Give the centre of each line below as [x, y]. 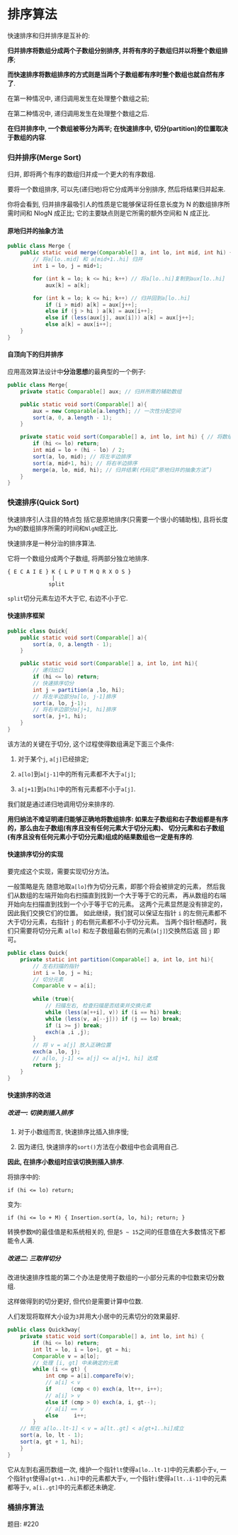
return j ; [47, 1065]
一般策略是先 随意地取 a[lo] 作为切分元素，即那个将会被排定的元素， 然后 [113, 887]
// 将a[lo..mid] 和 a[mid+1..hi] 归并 [88, 259]
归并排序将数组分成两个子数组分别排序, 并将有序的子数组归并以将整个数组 [114, 50]
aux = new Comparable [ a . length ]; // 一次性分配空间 [107, 411]
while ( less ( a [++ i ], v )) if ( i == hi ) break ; [113, 1012]
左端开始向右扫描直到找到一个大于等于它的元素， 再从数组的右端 [132, 895]
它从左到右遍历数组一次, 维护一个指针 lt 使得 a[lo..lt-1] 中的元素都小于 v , [113, 1469]
